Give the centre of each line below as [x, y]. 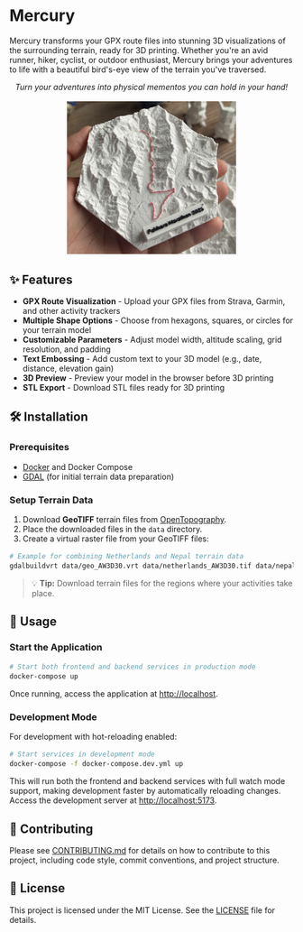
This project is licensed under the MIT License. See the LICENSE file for [142, 910]
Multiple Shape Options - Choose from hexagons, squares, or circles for [158, 320]
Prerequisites [39, 448]
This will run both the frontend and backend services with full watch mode [147, 781]
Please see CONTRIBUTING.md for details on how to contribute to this [140, 850]
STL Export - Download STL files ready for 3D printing [124, 387]
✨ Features [41, 279]
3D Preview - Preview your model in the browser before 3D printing [148, 378]
